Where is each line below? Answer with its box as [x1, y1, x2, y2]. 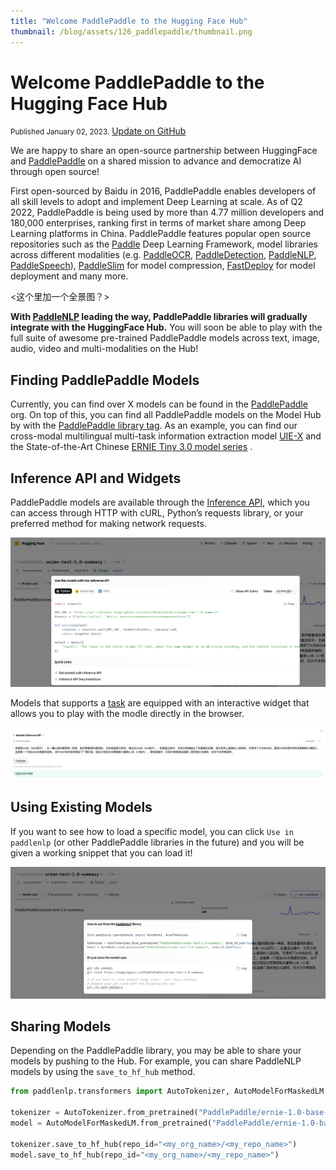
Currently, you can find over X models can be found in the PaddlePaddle [10, 398, 308, 410]
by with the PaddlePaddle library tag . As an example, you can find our [10, 420, 298, 432]
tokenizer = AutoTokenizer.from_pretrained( [10, 1108, 199, 1118]
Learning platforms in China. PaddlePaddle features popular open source [10, 228, 312, 240]
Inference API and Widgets [10, 470, 182, 487]
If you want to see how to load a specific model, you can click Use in [10, 825, 294, 837]
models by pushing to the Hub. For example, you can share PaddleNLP [10, 1055, 302, 1067]
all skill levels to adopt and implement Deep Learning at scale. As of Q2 [10, 196, 303, 208]
